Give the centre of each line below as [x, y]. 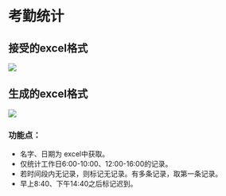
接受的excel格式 [48, 48]
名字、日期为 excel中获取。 [64, 154]
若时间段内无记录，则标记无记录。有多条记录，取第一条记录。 [121, 174]
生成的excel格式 [48, 94]
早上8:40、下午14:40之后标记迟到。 [78, 184]
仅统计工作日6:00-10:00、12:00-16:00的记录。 [96, 164]
